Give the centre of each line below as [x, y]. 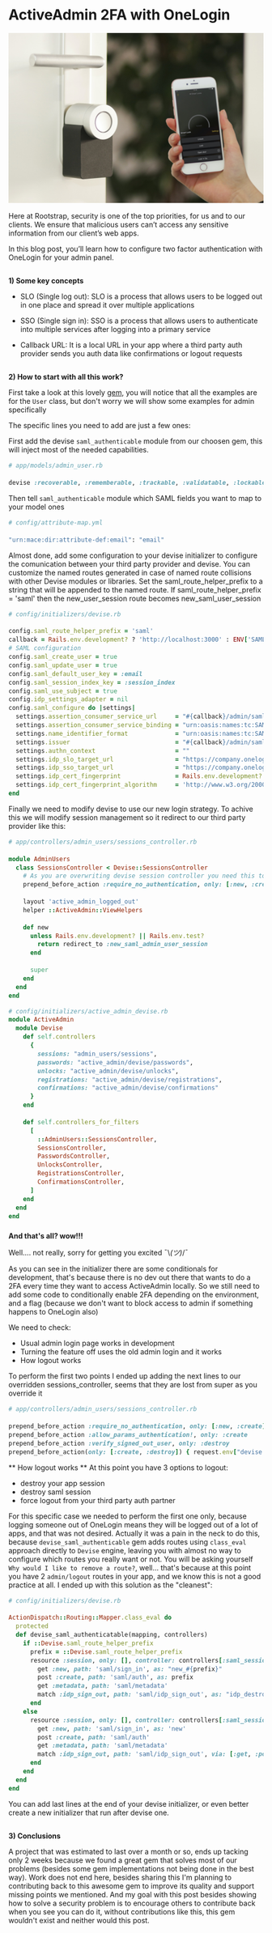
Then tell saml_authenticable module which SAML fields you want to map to [135, 499]
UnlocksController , [70, 1165]
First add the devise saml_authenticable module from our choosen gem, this [136, 441]
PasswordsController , [74, 1156]
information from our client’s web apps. [74, 233]
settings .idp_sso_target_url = [98, 768]
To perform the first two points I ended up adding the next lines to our [125, 1376]
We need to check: [40, 1328]
